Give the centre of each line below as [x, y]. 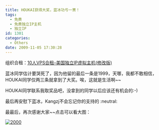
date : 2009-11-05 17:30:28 [34, 48]
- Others [19, 43]
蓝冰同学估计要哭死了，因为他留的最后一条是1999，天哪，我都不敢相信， [81, 73]
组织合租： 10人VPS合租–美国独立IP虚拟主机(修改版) [59, 62]
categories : [18, 38]
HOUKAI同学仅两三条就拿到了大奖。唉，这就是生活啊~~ [63, 79]
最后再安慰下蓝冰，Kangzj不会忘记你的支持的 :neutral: [61, 101]
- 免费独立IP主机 [26, 24]
